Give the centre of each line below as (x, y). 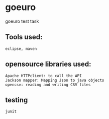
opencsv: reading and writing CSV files (48, 85)
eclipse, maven (21, 49)
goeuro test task (22, 21)
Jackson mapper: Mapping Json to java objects (55, 80)
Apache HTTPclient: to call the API (43, 76)
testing (17, 100)
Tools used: (24, 37)
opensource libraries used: (48, 64)
